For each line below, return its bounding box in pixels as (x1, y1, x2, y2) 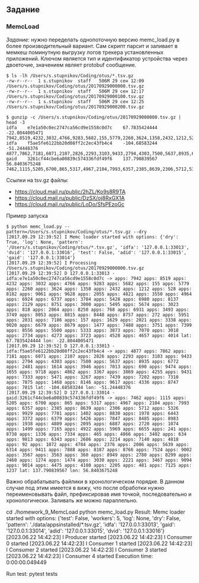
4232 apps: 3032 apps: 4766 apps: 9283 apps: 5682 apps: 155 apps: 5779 (6, 281, 190, 286)
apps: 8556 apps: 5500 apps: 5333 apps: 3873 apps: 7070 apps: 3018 (6, 327, 179, 333)
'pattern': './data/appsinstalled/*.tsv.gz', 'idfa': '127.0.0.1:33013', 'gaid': (6, 521, 176, 528)
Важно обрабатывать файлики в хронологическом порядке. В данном (6, 477, 185, 485)
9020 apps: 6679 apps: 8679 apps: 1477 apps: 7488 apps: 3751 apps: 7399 (6, 322, 192, 328)
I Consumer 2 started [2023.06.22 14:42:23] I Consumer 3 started (6, 546, 167, 553)
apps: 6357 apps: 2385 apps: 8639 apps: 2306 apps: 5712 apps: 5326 (6, 405, 179, 411)
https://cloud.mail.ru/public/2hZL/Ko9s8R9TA (14, 188, 126, 195)
